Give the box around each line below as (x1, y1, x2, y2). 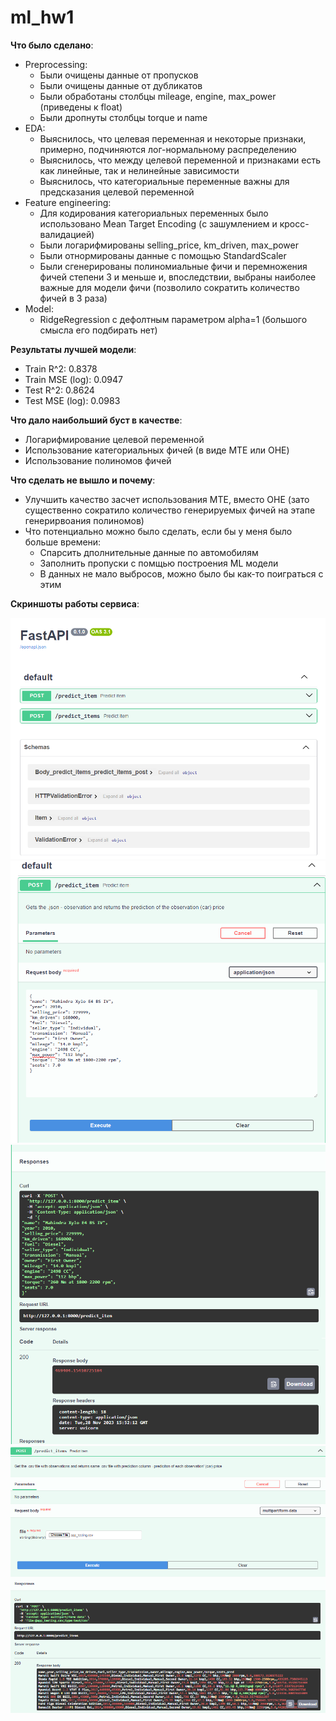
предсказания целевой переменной (39, 186, 195, 198)
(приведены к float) (39, 101, 123, 113)
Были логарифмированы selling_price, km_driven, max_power (39, 239, 299, 251)
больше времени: (24, 536, 102, 548)
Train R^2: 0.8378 (24, 362, 98, 375)
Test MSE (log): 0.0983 (24, 394, 121, 406)
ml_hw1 (10, 6, 75, 29)
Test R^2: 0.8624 (24, 384, 95, 396)
